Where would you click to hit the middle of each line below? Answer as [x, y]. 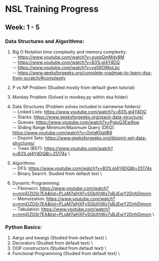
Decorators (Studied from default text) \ [52, 243]
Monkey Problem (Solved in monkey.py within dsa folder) [70, 97]
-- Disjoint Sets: [28, 138]
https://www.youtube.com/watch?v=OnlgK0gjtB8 [62, 132]
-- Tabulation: [26, 209]
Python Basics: [24, 227]
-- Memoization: [29, 199]
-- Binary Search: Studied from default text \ [57, 174]
